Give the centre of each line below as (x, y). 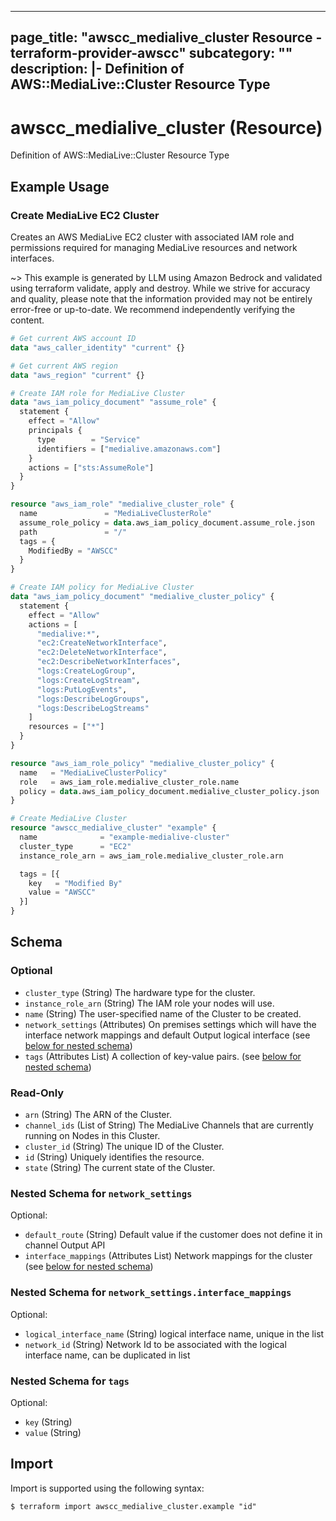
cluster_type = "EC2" (75, 846)
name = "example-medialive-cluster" (124, 837)
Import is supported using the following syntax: (107, 1488)
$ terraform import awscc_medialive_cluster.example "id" (133, 1506)
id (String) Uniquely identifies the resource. (114, 1157)
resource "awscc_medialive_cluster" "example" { (113, 828)
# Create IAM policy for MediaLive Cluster (102, 587)
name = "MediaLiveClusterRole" (116, 514)
